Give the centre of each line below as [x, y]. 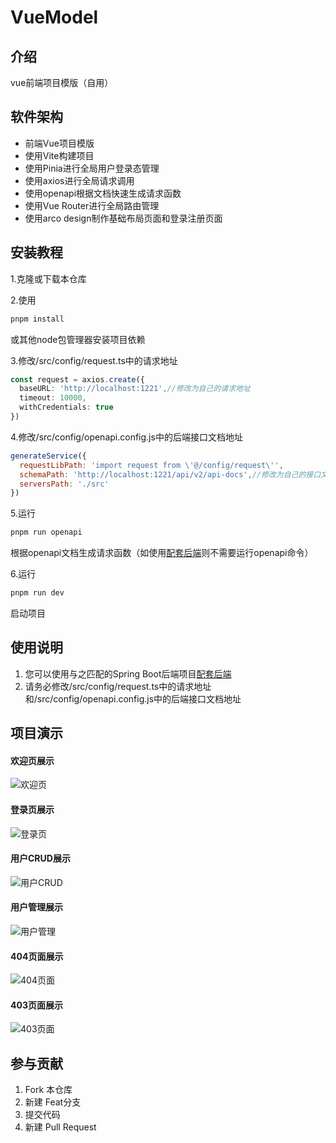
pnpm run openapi [46, 532]
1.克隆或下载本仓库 [48, 278]
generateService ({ [48, 456]
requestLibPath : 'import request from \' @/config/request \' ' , [151, 465]
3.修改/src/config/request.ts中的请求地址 [94, 360]
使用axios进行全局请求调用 [79, 180]
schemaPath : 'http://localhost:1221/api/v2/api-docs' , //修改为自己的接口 [170, 474]
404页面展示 [37, 956]
